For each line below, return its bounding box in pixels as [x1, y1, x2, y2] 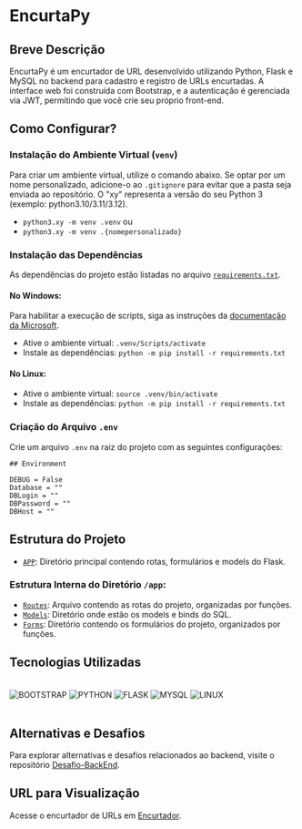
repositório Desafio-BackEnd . [9, 760, 120, 771]
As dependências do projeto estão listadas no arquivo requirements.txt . [9, 269, 281, 280]
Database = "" [9, 483, 64, 492]
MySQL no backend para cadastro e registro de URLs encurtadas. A [9, 76, 265, 87]
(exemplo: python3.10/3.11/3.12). [9, 198, 128, 210]
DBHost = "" [9, 507, 55, 516]
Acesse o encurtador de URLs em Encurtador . [9, 810, 182, 821]
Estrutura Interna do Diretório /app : [9, 578, 166, 591]
